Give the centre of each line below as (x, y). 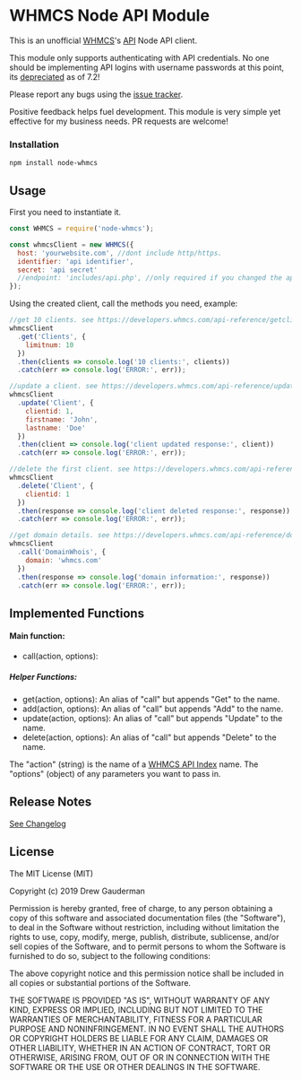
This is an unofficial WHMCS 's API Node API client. (103, 40)
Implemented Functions (77, 613)
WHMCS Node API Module (110, 16)
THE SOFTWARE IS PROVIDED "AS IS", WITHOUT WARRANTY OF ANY (140, 1000)
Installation (34, 144)
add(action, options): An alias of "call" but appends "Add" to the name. (153, 709)
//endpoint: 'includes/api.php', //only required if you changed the (150, 278)
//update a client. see (54, 387)
